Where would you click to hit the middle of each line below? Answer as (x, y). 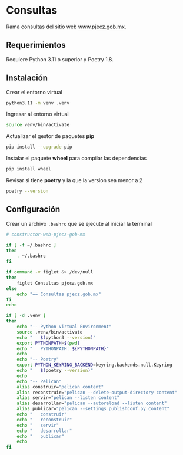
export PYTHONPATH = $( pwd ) (49, 343)
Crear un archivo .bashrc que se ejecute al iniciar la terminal (79, 223)
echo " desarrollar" (44, 431)
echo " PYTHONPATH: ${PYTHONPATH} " (63, 348)
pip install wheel (29, 169)
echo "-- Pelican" (39, 381)
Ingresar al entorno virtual (37, 114)
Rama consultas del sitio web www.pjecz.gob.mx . (66, 27)
